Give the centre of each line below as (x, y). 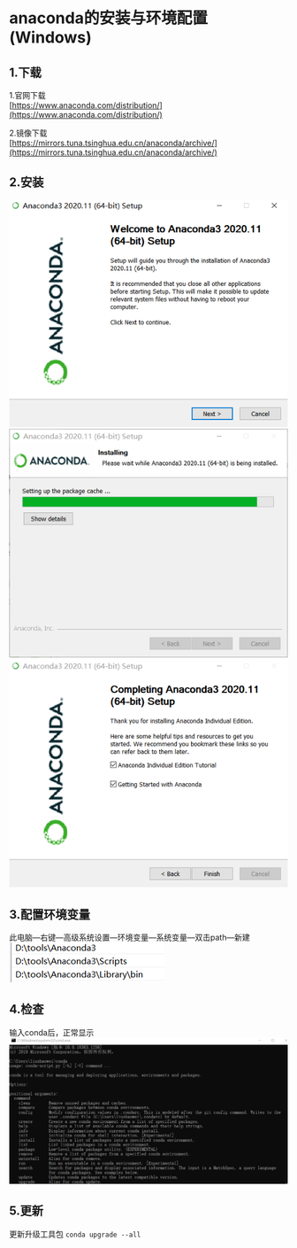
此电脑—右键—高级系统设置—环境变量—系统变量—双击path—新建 (129, 937)
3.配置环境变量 (50, 915)
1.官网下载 (27, 95)
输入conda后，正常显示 (52, 1032)
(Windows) (51, 38)
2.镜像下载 (28, 133)
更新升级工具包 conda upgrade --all (75, 1234)
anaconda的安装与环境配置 (108, 18)
